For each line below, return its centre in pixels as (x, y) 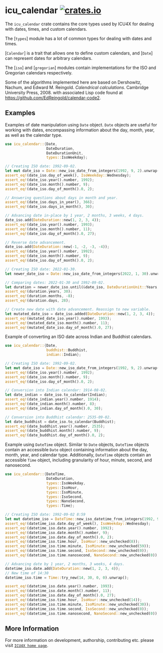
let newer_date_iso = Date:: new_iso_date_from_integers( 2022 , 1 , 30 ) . (78, 274)
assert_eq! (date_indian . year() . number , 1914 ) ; (53, 399)
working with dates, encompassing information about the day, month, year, (80, 130)
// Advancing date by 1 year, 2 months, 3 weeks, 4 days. (65, 564)
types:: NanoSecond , (66, 501)
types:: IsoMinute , (65, 492)
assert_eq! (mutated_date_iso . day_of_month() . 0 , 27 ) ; (59, 327)
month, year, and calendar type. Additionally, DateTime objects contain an (78, 455)
